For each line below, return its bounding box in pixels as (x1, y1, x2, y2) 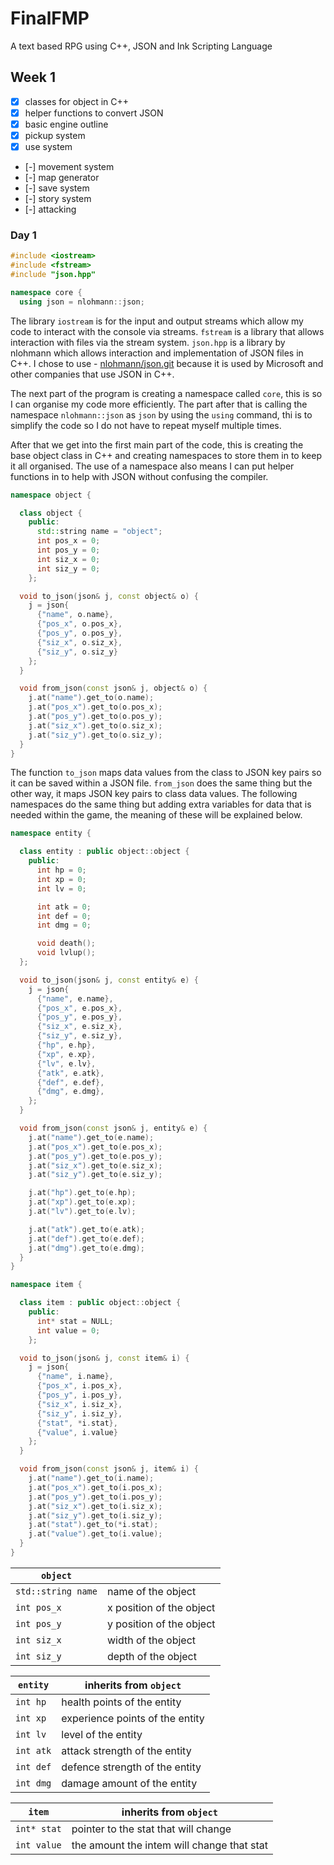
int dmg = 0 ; (36, 920, 92, 931)
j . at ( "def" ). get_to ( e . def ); (28, 1233, 145, 1244)
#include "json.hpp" (10, 270, 97, 280)
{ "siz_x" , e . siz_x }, (36, 1022, 123, 1032)
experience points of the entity (61, 1711, 205, 1725)
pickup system (24, 129, 86, 141)
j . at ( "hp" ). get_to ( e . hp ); (28, 1188, 137, 1198)
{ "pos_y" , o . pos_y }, (36, 628, 123, 639)
